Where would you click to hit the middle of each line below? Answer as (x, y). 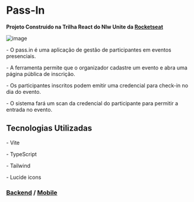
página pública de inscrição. (41, 74)
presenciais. (21, 56)
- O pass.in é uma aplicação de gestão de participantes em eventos (89, 50)
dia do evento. (24, 91)
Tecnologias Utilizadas (49, 128)
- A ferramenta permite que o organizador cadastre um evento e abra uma (97, 67)
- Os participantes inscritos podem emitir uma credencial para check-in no (97, 85)
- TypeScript (22, 154)
